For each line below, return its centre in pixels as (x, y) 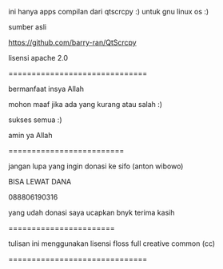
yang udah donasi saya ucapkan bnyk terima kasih (92, 212)
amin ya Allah (30, 135)
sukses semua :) (35, 120)
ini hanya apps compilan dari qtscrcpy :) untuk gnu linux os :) (109, 12)
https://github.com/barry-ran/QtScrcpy (73, 42)
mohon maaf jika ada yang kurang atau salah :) (85, 104)
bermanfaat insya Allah (46, 89)
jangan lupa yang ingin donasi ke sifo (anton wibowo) (96, 166)
